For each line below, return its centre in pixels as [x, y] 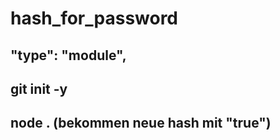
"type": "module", [68, 55]
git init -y [39, 88]
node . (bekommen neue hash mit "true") [141, 123]
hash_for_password [94, 18]
